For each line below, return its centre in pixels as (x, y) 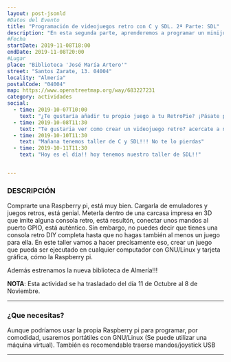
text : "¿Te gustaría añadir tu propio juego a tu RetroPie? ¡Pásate (120, 116)
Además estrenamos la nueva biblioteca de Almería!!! (82, 270)
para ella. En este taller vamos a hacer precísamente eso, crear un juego (110, 243)
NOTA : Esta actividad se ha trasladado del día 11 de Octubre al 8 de (102, 284)
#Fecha (16, 39)
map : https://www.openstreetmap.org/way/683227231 (81, 90)
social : (18, 103)
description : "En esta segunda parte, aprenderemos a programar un (106, 33)
